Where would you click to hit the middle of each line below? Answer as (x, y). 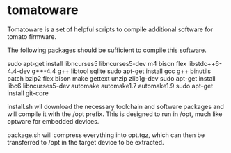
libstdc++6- (205, 63)
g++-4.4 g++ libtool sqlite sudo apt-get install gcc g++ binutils (121, 71)
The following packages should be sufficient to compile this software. (107, 50)
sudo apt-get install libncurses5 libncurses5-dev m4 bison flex (97, 63)
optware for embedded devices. (53, 121)
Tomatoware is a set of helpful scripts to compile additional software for (110, 29)
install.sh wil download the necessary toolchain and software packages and (116, 106)
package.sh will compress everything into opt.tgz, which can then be (106, 135)
